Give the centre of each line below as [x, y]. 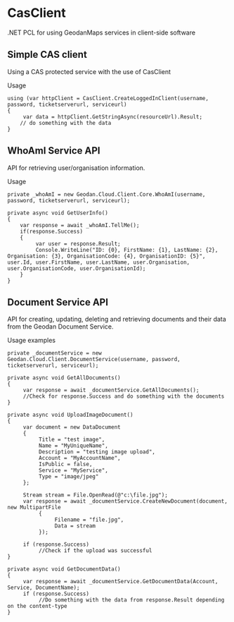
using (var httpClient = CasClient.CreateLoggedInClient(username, [108, 98]
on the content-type [38, 606]
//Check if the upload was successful [95, 551]
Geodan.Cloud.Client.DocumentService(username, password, [94, 360]
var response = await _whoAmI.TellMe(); [80, 225]
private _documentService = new [54, 353]
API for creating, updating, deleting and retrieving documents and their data [117, 319]
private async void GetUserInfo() [58, 213]
